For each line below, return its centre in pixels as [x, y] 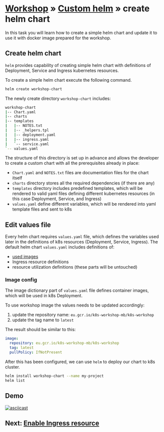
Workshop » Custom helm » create [77, 9]
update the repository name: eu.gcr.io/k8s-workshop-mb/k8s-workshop [83, 315]
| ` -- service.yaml [27, 144]
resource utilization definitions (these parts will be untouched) [75, 267]
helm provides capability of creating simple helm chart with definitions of [78, 65]
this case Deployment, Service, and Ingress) [57, 199]
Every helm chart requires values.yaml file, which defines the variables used [82, 237]
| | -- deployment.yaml [30, 135]
